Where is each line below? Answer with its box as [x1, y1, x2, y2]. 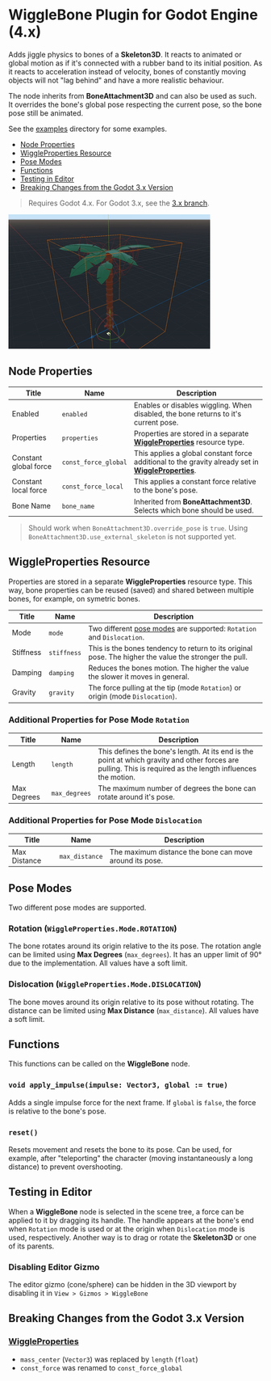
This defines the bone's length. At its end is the [98, 746, 254, 756]
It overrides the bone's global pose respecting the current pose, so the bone [8, 99, 262, 109]
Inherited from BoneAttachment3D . [134, 496, 252, 506]
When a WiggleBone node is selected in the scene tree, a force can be [8, 1206, 244, 1216]
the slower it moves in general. [88, 672, 190, 682]
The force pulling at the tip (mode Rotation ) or [88, 683, 242, 693]
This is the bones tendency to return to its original [88, 643, 252, 652]
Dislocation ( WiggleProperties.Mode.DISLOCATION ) [8, 978, 202, 990]
